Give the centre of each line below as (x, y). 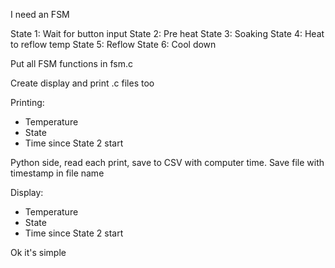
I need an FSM (40, 14)
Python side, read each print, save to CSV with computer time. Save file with (167, 162)
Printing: (27, 102)
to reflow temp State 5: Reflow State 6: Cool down (113, 44)
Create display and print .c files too (82, 83)
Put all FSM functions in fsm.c (71, 63)
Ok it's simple (38, 252)
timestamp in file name (57, 173)
